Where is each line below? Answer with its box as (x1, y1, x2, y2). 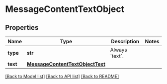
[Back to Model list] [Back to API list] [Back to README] (5, 74, 119, 79)
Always (110, 46, 128, 53)
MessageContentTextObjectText (26, 61, 106, 68)
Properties (5, 23, 39, 32)
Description (111, 38, 140, 45)
